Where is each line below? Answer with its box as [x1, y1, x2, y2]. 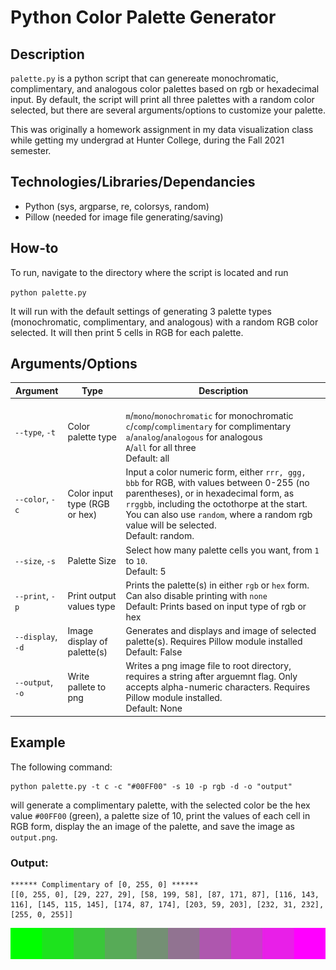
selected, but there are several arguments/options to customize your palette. [10, 104, 326, 116]
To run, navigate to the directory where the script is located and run [10, 266, 289, 278]
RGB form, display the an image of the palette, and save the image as [10, 820, 295, 832]
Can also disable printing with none [125, 589, 268, 601]
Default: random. [125, 530, 195, 542]
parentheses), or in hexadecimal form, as [125, 487, 295, 500]
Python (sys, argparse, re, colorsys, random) [24, 200, 210, 212]
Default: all [125, 452, 170, 465]
